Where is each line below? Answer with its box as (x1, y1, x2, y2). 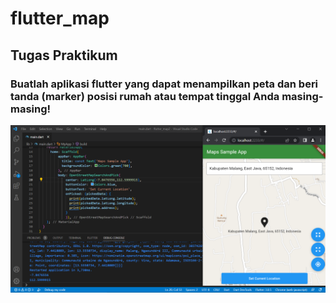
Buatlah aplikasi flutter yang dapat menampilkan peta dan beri (10, 77, 319, 91)
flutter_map (10, 7, 110, 30)
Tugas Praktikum (10, 47, 118, 64)
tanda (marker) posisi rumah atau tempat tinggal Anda (10, 89, 280, 103)
